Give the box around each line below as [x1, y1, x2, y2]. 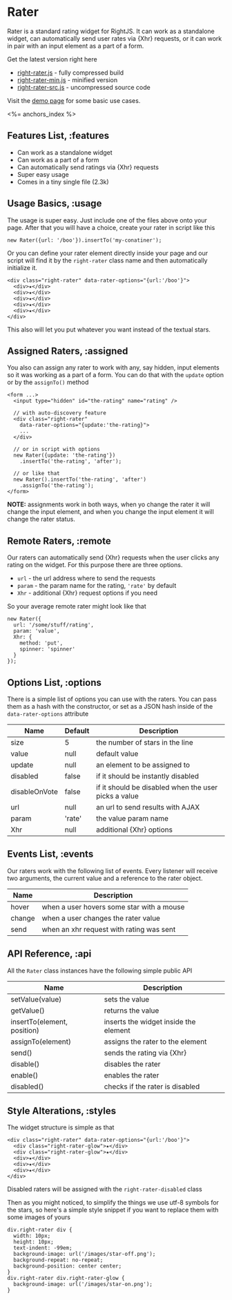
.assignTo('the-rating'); [19, 482, 95, 489]
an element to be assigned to [96, 761, 191, 770]
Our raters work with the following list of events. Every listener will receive [7, 866, 218, 874]
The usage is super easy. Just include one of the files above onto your [7, 216, 207, 224]
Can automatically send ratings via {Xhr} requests [17, 163, 159, 171]
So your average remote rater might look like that [7, 602, 146, 611]
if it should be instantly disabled [96, 772, 199, 781]
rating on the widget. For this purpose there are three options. [7, 561, 183, 569]
